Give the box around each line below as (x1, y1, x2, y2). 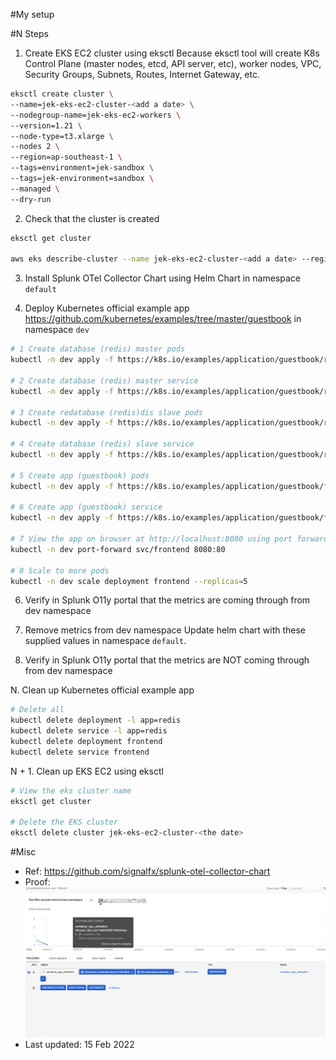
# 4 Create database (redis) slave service (10, 439, 195, 449)
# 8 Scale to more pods (10, 565, 110, 576)
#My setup (10, 9, 55, 20)
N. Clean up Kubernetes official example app (10, 684, 195, 696)
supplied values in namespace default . (24, 635, 187, 647)
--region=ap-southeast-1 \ (10, 152, 123, 163)
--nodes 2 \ (10, 142, 60, 152)
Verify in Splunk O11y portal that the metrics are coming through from (24, 594, 311, 606)
